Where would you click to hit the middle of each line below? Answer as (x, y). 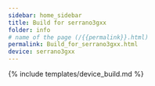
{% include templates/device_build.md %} (76, 74)
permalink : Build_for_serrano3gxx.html (73, 45)
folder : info (29, 30)
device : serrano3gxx (42, 52)
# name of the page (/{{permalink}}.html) (78, 37)
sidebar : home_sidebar (45, 15)
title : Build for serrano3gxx (58, 23)
